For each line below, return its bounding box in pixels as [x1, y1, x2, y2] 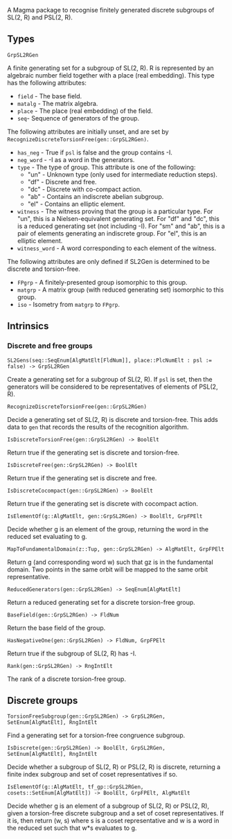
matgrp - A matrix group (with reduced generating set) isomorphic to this [17, 285, 224, 294]
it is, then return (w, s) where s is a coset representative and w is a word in [7, 817, 220, 825]
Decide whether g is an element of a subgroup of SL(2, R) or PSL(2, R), [7, 802, 210, 810]
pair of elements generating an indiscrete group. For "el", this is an [17, 229, 207, 238]
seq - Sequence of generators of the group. [17, 114, 140, 122]
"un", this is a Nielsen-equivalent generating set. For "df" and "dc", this [17, 214, 220, 222]
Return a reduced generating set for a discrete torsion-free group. [7, 598, 195, 606]
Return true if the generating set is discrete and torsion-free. [7, 448, 180, 457]
